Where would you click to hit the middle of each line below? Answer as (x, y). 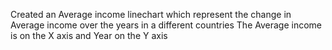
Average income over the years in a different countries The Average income (166, 25)
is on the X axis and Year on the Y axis (89, 35)
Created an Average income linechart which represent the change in (151, 14)
